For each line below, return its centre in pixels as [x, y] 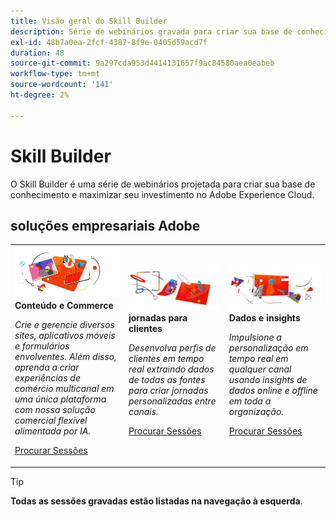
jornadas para [158, 318]
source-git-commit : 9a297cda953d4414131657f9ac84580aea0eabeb [142, 63]
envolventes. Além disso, [65, 356]
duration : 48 [37, 53]
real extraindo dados [171, 369]
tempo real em [258, 359]
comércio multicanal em [64, 388]
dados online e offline [273, 391]
